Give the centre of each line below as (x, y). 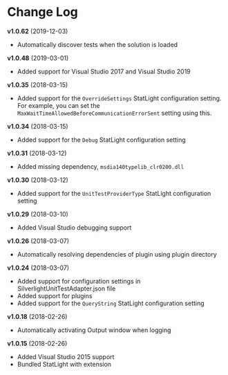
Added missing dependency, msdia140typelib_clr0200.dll (101, 166)
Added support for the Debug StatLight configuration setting (102, 140)
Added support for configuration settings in (79, 281)
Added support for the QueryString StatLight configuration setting (111, 303)
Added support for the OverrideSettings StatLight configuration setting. (119, 98)
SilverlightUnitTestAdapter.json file (66, 289)
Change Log (42, 12)
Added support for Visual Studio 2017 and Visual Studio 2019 (104, 71)
